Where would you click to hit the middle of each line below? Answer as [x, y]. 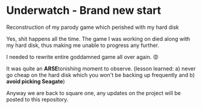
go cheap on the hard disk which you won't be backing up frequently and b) [100, 75]
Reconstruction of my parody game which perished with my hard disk [93, 27]
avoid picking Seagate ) [36, 81]
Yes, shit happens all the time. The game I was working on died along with [98, 39]
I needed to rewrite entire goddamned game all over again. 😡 [82, 57]
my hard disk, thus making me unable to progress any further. [83, 45]
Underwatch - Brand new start [84, 11]
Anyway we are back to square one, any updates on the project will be [93, 93]
